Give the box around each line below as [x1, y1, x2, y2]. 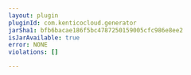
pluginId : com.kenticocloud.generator [8, 19, 137, 27]
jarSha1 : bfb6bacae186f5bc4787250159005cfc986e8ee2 [8, 26, 183, 34]
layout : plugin [8, 11, 59, 20]
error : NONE [8, 41, 48, 49]
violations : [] [8, 48, 59, 56]
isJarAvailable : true [8, 33, 80, 42]
